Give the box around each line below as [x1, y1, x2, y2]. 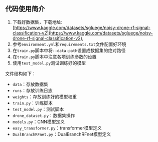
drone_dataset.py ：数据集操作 [12, 112, 75, 118]
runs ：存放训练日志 [12, 87, 53, 93]
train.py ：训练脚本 [12, 99, 53, 106]
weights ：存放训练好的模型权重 [12, 93, 77, 99]
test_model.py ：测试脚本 [12, 106, 64, 112]
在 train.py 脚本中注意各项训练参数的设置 [12, 53, 97, 59]
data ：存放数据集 [12, 81, 49, 87]
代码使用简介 [5, 4, 45, 13]
